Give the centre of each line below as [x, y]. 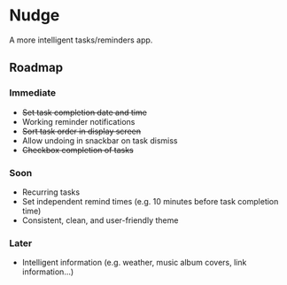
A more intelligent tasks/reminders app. [81, 40]
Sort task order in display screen [81, 131]
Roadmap [36, 68]
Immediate [33, 93]
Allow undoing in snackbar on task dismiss [100, 140]
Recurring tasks [51, 192]
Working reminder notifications [78, 121]
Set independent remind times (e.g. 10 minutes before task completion [150, 201]
